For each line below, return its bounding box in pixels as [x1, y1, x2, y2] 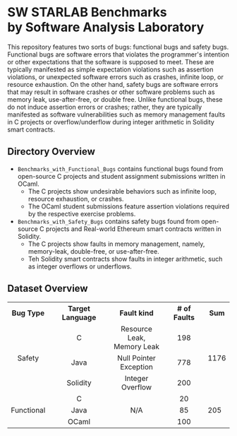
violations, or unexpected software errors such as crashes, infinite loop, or [7, 72, 224, 81]
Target [68, 303, 90, 313]
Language [61, 312, 97, 322]
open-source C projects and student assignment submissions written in [17, 172, 226, 180]
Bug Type [11, 308, 44, 318]
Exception [119, 362, 154, 372]
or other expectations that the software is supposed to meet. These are [7, 57, 214, 66]
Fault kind [119, 308, 154, 318]
